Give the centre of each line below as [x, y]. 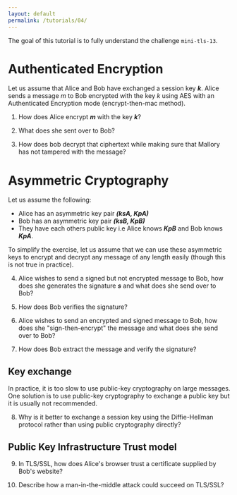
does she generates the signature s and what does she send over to [117, 286]
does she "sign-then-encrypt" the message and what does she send [118, 328]
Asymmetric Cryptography [89, 180]
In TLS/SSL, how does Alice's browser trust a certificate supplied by [117, 464]
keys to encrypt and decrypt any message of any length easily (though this [117, 257]
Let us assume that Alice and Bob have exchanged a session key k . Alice [114, 88]
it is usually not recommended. [53, 403]
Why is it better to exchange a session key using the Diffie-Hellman [116, 417]
